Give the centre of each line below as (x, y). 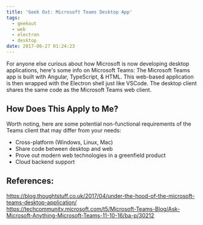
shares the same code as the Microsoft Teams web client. (79, 90)
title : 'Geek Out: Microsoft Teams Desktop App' (69, 12)
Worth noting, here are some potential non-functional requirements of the (99, 124)
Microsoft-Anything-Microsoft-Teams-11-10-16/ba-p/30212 (80, 215)
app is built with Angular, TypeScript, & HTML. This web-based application (100, 77)
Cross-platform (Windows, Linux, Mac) (64, 142)
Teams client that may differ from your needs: (64, 130)
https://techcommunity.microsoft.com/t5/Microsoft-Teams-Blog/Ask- (93, 208)
